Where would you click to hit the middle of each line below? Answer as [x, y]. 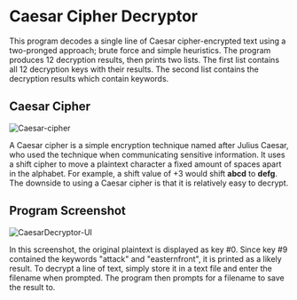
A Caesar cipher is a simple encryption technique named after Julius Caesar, [149, 145]
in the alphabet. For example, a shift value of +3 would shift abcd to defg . [143, 173]
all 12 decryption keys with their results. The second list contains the [134, 69]
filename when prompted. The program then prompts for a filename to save [147, 278]
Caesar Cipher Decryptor [103, 16]
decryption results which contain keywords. [89, 78]
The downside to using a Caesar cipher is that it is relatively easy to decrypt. [149, 183]
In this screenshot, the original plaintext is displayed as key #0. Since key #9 [148, 249]
